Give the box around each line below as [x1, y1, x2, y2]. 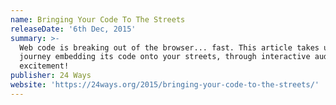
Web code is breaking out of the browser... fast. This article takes [19, 42, 320, 53]
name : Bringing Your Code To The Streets [10, 14, 186, 25]
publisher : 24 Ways [10, 71, 92, 81]
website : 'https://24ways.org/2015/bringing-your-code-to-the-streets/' [10, 80, 320, 90]
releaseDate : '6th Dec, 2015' [10, 24, 137, 34]
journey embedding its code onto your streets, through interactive [19, 52, 311, 62]
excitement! [19, 61, 70, 71]
